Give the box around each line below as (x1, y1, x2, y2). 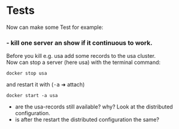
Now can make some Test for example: (6, 24, 104, 31)
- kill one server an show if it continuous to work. (6, 39, 153, 47)
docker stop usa (6, 71, 47, 77)
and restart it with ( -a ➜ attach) (6, 81, 85, 88)
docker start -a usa (6, 93, 59, 99)
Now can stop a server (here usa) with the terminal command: (6, 58, 161, 66)
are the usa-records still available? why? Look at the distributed (15, 103, 174, 110)
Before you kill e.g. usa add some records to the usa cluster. (6, 52, 156, 60)
